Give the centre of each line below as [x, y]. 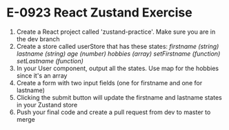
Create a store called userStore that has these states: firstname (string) [118, 46]
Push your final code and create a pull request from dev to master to [113, 112]
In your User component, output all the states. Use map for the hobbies [117, 68]
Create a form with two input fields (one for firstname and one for [109, 83]
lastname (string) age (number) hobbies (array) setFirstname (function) [118, 54]
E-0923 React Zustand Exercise [99, 13]
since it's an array [42, 75]
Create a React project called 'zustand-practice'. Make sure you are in [116, 32]
